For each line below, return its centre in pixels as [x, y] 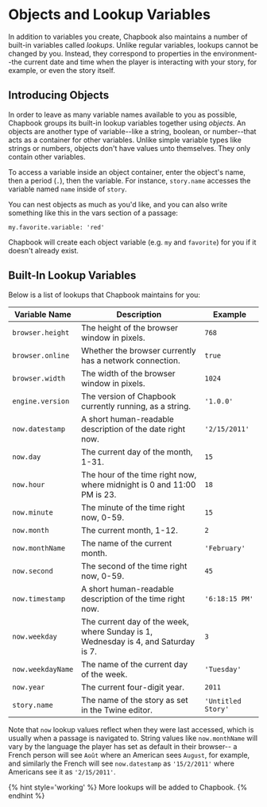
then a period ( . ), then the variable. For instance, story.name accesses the [130, 180]
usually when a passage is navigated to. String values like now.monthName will [133, 738]
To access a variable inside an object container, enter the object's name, [127, 172]
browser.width [39, 378]
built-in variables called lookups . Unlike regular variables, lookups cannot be [133, 44]
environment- [236, 53]
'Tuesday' [223, 669]
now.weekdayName [43, 669]
